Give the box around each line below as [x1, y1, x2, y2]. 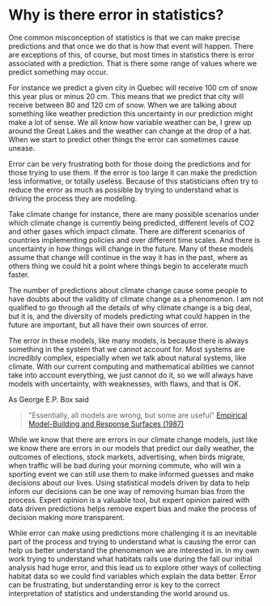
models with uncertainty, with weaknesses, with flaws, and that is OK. [8, 379, 241, 388]
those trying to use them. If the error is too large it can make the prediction [8, 167, 257, 177]
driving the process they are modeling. [8, 193, 138, 203]
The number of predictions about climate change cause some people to [8, 285, 248, 295]
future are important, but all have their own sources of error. [8, 319, 209, 330]
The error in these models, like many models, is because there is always [8, 335, 249, 345]
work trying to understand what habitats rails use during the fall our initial [8, 554, 253, 564]
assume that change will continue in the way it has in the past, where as [8, 252, 249, 262]
